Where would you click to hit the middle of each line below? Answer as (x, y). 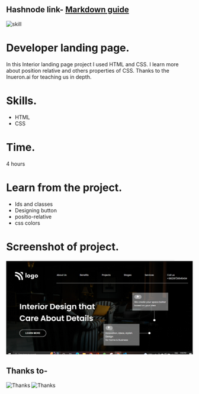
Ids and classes (34, 204)
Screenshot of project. (63, 246)
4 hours (16, 164)
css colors (27, 223)
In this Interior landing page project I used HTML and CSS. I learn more (92, 64)
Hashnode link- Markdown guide (68, 10)
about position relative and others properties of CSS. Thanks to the (88, 70)
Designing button (36, 210)
